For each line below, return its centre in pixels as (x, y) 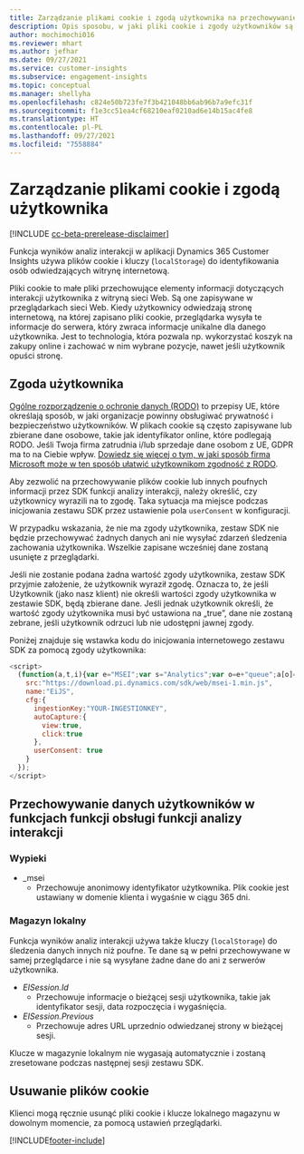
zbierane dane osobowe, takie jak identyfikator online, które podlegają (140, 435)
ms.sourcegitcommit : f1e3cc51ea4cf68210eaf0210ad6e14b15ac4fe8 (131, 111)
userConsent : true (68, 751)
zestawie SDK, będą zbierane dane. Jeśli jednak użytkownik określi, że (142, 603)
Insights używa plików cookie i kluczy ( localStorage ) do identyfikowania (144, 260)
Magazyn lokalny (48, 921)
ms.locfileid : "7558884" (56, 144)
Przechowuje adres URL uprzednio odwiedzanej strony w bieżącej (159, 1025)
